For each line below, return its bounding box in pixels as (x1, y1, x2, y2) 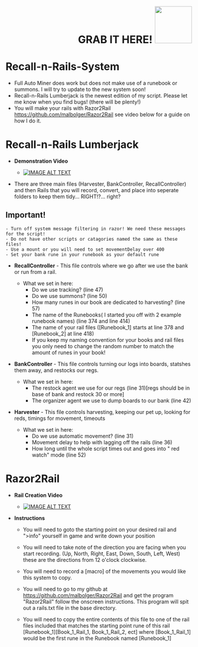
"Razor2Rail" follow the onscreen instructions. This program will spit (22, 598, 189, 605)
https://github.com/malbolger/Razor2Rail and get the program (22, 591, 174, 599)
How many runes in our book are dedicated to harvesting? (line (31, 299, 186, 306)
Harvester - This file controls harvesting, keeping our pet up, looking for (14, 408, 190, 415)
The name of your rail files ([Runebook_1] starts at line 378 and (31, 323, 184, 331)
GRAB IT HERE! (77, 33, 153, 47)
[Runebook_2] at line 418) (31, 330, 94, 337)
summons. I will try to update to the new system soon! (14, 86, 146, 93)
